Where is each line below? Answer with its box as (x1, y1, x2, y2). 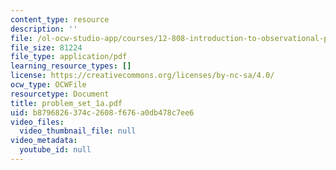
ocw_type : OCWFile (10, 80, 87, 90)
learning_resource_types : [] (10, 61, 132, 71)
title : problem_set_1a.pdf (10, 98, 123, 108)
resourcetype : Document (10, 89, 110, 99)
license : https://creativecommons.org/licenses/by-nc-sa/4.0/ (10, 71, 275, 81)
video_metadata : (10, 136, 78, 146)
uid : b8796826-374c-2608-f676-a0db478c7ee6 (10, 107, 195, 118)
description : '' (10, 24, 78, 34)
